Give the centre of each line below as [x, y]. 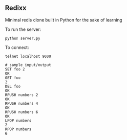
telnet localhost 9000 [28, 56]
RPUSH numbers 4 [21, 103]
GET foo [13, 78]
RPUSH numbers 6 [21, 112]
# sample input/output [28, 65]
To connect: [17, 47]
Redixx [16, 8]
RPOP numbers [18, 129]
